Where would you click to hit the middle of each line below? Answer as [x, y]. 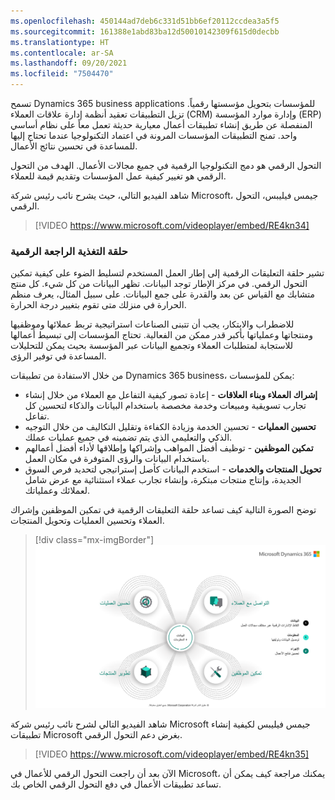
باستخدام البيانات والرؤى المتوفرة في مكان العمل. [117, 459]
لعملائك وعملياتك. [57, 491]
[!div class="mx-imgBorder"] [94, 540]
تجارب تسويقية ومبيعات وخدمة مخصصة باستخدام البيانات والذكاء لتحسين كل [165, 406]
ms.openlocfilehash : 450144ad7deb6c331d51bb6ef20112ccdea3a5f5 [145, 21]
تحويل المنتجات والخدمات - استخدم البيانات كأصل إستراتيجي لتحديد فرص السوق [173, 469]
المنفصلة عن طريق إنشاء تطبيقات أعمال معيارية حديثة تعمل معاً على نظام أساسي [161, 124]
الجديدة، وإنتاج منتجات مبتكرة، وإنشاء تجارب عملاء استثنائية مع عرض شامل [163, 480]
